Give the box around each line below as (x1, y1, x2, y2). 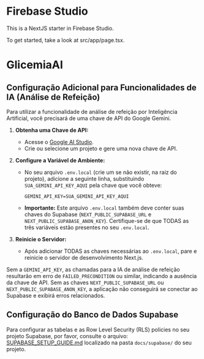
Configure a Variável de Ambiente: (15, 156, 105, 164)
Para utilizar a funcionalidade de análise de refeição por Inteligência (6, 108, 178, 115)
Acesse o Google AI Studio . (24, 138, 94, 145)
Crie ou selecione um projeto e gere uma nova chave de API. (24, 145, 178, 152)
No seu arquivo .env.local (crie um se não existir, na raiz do (24, 168, 177, 176)
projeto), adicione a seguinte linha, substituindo (24, 175, 145, 182)
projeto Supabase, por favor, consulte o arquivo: (6, 332, 129, 339)
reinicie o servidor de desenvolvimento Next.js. (24, 254, 144, 261)
